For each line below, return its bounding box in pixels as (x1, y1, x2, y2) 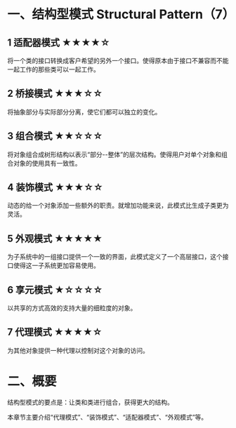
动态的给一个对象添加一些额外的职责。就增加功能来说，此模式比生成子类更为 (7, 201, 229, 210)
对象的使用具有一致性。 (13, 159, 81, 167)
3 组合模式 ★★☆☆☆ (7, 131, 103, 142)
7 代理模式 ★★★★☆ (7, 326, 103, 338)
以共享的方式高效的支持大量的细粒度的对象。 (7, 304, 137, 312)
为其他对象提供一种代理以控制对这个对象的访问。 (7, 346, 149, 354)
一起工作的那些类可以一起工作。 (7, 65, 100, 74)
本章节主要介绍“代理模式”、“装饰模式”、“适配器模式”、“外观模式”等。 (7, 413, 208, 421)
